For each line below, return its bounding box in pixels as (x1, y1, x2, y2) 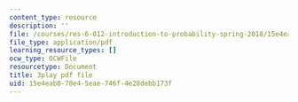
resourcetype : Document (9, 63, 98, 72)
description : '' (9, 21, 69, 30)
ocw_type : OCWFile (9, 54, 77, 63)
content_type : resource (9, 12, 98, 22)
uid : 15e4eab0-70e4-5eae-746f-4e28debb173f (9, 79, 173, 88)
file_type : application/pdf (9, 37, 114, 47)
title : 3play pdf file (9, 71, 93, 80)
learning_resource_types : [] (9, 46, 117, 55)
